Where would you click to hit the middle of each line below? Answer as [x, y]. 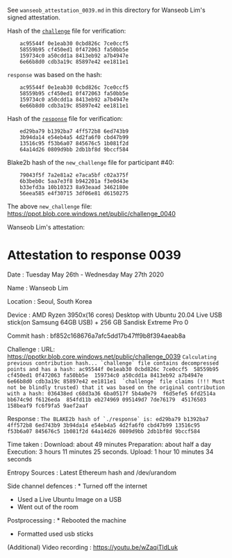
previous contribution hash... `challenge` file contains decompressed [113, 363]
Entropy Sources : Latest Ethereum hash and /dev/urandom [92, 473]
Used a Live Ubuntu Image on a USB [69, 499]
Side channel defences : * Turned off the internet [77, 486]
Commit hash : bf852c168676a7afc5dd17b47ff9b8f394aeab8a [97, 336]
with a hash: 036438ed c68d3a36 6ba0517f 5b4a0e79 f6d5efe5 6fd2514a [111, 393]
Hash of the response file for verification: [65, 118]
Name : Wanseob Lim [38, 288]
